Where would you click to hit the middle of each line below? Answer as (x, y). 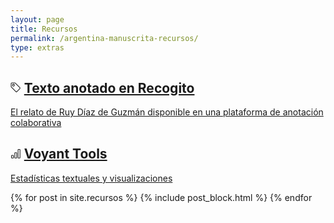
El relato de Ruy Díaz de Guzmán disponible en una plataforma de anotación (167, 112)
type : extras (37, 47)
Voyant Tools (65, 154)
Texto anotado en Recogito (109, 87)
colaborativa (36, 123)
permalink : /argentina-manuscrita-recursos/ (104, 38)
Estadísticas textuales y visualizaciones (91, 178)
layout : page (37, 19)
